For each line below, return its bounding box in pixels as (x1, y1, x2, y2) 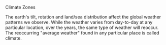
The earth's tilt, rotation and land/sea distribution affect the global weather (5, 14, 161, 19)
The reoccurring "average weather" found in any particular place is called (5, 30, 159, 35)
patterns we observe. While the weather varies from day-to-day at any (5, 19, 153, 25)
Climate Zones (5, 4, 36, 10)
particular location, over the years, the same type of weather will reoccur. (5, 24, 159, 30)
